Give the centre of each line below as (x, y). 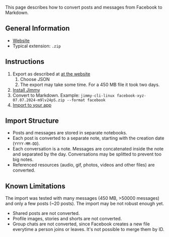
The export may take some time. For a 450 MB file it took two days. (90, 85)
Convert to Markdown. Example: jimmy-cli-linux (64, 95)
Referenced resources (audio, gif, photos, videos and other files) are (83, 165)
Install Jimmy (26, 90)
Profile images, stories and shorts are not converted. (67, 219)
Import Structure (32, 121)
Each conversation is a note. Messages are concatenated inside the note (88, 149)
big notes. (23, 160)
